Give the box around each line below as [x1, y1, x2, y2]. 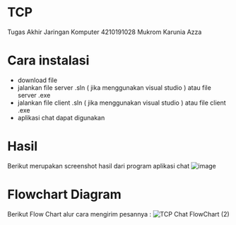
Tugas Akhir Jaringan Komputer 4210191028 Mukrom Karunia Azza [7, 28, 202, 36]
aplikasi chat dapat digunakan [17, 113, 105, 122]
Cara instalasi [7, 52, 90, 69]
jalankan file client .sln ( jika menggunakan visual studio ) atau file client [17, 98, 226, 107]
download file [17, 76, 58, 84]
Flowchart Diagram [7, 187, 122, 202]
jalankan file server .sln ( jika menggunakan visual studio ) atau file [17, 83, 212, 92]
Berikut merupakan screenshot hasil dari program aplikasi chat [7, 161, 190, 170]
